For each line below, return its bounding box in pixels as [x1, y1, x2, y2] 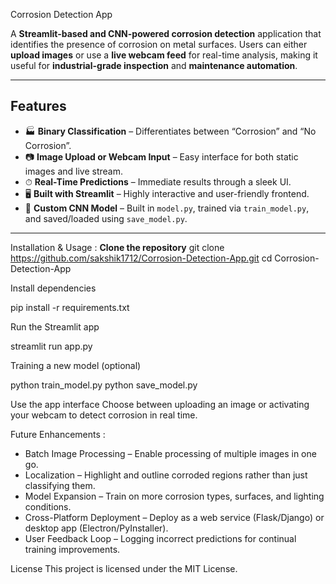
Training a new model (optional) [10, 359, 142, 371]
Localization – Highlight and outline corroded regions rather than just [24, 469, 308, 481]
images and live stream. [24, 165, 123, 177]
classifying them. [24, 479, 96, 491]
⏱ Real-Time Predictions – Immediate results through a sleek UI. [24, 175, 292, 188]
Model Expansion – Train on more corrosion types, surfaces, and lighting [24, 490, 325, 502]
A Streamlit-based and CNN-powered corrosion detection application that [10, 28, 322, 39]
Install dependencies [10, 282, 97, 294]
